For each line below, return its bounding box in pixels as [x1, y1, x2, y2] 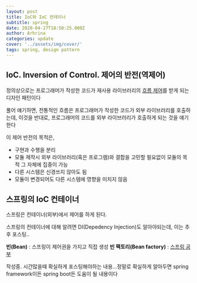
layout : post [6, 8, 38, 15]
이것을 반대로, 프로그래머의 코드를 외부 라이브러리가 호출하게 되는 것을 [18, 114, 178, 121]
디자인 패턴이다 [6, 94, 41, 101]
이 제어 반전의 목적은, [6, 133, 55, 141]
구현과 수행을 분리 [14, 146, 56, 153]
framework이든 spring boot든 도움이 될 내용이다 [6, 271, 118, 278]
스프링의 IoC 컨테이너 [6, 194, 79, 204]
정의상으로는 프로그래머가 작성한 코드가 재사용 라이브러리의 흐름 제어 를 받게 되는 [6, 86, 189, 94]
